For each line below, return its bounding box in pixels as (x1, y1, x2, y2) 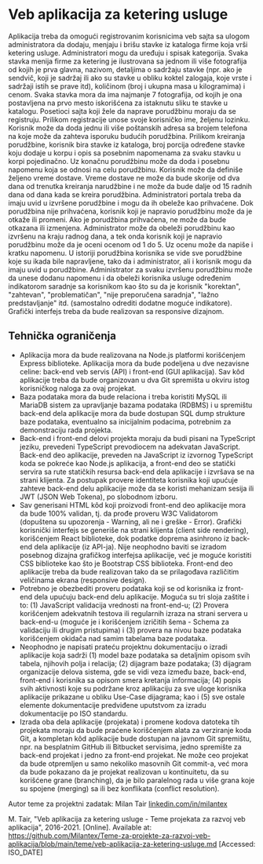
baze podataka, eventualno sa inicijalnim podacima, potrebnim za (19, 417, 232, 426)
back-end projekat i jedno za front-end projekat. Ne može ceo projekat (19, 750, 249, 760)
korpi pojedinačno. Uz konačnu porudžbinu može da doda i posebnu (8, 156, 230, 166)
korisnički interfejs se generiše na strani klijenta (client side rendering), (19, 525, 249, 534)
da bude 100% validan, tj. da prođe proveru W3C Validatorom (19, 509, 218, 518)
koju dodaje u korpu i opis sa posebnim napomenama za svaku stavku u (8, 148, 241, 158)
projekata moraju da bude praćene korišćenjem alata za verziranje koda (19, 725, 252, 735)
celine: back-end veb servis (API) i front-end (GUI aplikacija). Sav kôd (19, 366, 245, 376)
